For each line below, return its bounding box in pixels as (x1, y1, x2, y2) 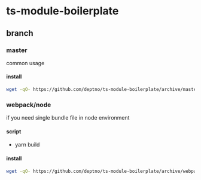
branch (6, 28, 34, 38)
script (6, 127, 22, 135)
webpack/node (6, 100, 51, 109)
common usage (6, 59, 45, 66)
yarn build (14, 141, 40, 148)
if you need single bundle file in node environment (6, 114, 130, 121)
